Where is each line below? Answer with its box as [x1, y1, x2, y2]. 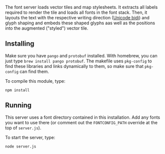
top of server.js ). [5, 125, 41, 131]
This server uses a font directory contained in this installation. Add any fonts [5, 114, 161, 120]
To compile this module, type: [5, 78, 66, 84]
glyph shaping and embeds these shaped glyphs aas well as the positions [5, 20, 156, 26]
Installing [5, 40, 35, 48]
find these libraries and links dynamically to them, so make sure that [5, 63, 144, 69]
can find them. [19, 68, 49, 74]
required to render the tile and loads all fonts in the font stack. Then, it [5, 9, 147, 15]
